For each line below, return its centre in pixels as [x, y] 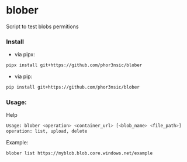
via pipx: [25, 55]
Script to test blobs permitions [42, 26]
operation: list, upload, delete [47, 131]
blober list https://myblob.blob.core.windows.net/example [79, 153]
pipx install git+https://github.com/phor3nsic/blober [74, 65]
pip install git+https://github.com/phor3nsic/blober [73, 87]
